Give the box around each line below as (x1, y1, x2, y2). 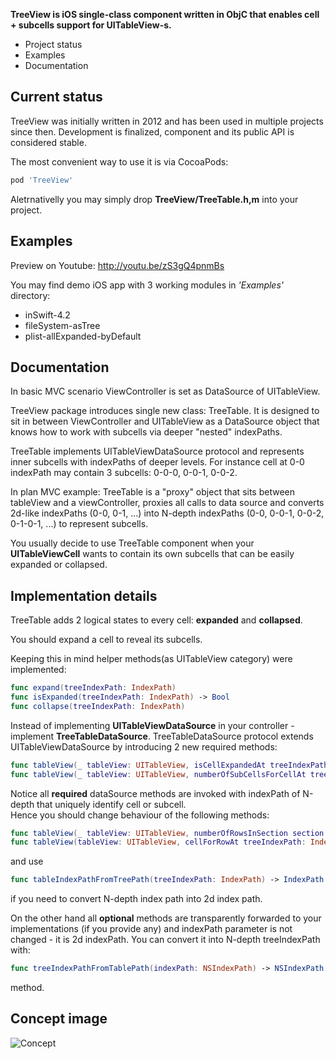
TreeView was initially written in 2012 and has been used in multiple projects (10, 115, 324, 127)
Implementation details (10, 587, 158, 604)
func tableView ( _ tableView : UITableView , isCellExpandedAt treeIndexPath (10, 760, 329, 770)
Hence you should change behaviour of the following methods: (10, 809, 270, 821)
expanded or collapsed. (10, 559, 108, 571)
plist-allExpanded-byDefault (24, 330, 142, 342)
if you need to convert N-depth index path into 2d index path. (10, 893, 263, 905)
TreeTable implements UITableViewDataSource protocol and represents (10, 445, 305, 458)
